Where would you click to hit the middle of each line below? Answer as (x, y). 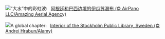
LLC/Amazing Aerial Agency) (36, 14)
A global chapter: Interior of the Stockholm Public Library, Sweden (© (85, 26)
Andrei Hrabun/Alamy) (29, 31)
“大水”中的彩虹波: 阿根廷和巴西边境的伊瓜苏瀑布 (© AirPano (75, 8)
